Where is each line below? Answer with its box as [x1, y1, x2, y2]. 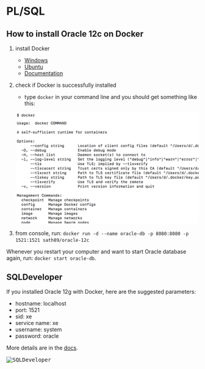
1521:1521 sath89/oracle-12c [15, 237, 90, 243]
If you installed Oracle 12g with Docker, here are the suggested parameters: [6, 288, 196, 296]
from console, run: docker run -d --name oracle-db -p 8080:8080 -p [15, 229, 189, 236]
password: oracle [15, 332, 59, 340]
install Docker [15, 45, 50, 52]
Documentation [24, 70, 63, 77]
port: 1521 [15, 307, 40, 314]
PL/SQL [6, 4, 45, 18]
